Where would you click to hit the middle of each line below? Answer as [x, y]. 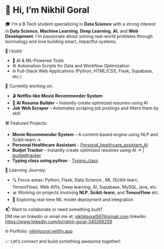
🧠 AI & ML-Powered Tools [38, 60]
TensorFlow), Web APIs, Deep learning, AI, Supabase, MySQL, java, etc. [85, 187]
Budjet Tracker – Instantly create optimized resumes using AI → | [78, 150]
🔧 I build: [14, 51]
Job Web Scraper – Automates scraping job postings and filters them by [85, 108]
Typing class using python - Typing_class [55, 160]
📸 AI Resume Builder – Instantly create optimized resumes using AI [80, 103]
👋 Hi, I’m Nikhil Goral [47, 10]
